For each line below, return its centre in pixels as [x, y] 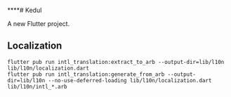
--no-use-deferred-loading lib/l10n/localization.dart [130, 80]
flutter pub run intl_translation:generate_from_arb [86, 74]
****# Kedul [25, 10]
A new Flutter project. [39, 24]
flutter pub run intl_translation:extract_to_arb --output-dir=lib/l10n [116, 62]
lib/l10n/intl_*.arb [38, 86]
